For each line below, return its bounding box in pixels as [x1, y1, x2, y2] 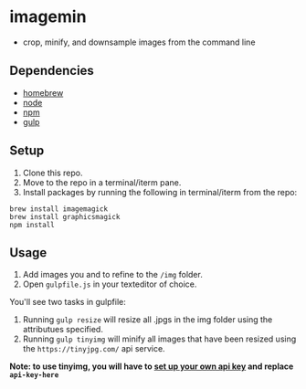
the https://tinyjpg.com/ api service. [22, 343, 166, 354]
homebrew [22, 87, 64, 98]
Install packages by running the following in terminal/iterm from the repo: [22, 186, 298, 197]
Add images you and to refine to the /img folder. [22, 269, 203, 280]
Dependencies [9, 63, 94, 79]
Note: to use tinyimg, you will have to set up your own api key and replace [9, 361, 294, 372]
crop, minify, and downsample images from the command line [22, 37, 256, 47]
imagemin [9, 6, 87, 27]
